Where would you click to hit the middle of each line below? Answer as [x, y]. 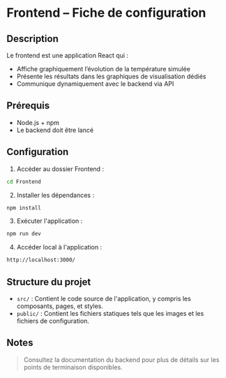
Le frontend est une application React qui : [68, 55]
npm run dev [24, 234]
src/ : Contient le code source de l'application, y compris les [104, 298]
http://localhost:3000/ [41, 260]
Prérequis [28, 106]
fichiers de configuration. [53, 321]
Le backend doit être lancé [55, 130]
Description [32, 39]
